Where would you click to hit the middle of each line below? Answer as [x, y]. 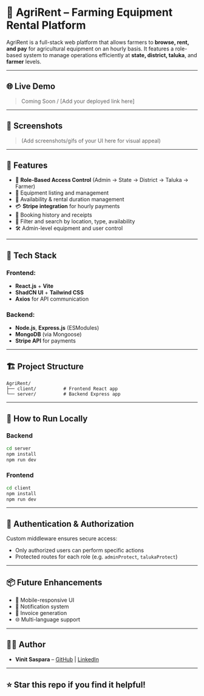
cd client [19, 488]
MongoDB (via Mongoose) [48, 335]
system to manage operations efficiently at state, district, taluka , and [110, 55]
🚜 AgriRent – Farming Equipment [90, 12]
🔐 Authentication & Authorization [70, 524]
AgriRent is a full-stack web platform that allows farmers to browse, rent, [98, 42]
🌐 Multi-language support [48, 619]
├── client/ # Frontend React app [62, 389]
